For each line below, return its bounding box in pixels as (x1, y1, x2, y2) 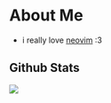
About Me (9, 5, 83, 26)
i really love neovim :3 (21, 35, 102, 45)
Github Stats (9, 60, 80, 75)
